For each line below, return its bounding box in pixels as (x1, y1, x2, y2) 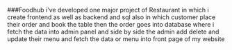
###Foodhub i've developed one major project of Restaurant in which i (7, 6, 210, 14)
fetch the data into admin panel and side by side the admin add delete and (7, 27, 219, 36)
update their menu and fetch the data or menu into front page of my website (7, 35, 225, 43)
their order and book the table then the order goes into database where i (7, 21, 215, 28)
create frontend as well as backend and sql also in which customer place (7, 13, 216, 21)
